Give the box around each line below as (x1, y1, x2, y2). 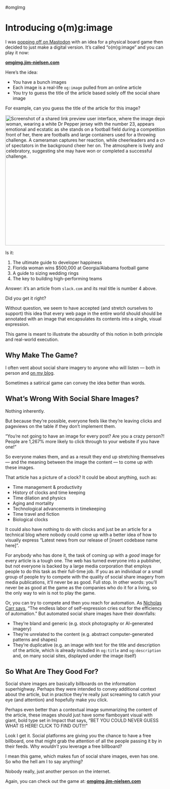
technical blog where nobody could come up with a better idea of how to (5, 531, 157, 537)
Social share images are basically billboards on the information (5, 680, 136, 687)
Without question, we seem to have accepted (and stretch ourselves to (5, 305, 153, 311)
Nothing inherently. (5, 408, 45, 414)
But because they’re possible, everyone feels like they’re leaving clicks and (5, 418, 162, 424)
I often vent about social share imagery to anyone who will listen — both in (5, 365, 160, 371)
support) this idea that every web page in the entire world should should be (5, 310, 162, 316)
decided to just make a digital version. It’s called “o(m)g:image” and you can (5, 44, 163, 50)
